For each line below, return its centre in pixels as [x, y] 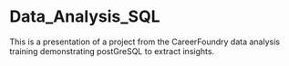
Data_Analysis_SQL [85, 17]
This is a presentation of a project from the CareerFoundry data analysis [145, 42]
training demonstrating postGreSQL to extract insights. [112, 51]
